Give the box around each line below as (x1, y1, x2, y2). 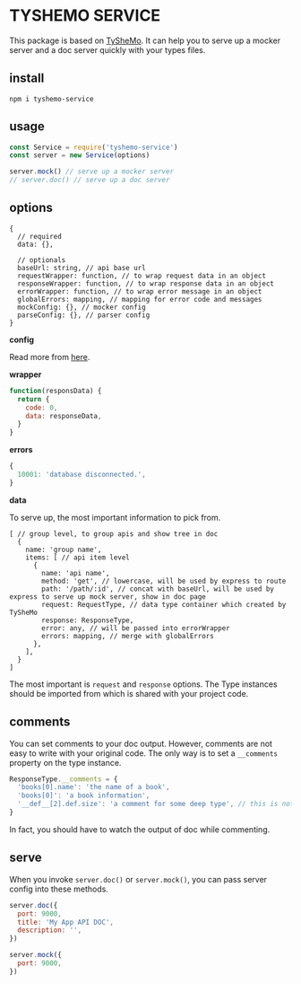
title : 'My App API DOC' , (17, 918, 115, 927)
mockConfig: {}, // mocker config (17, 303, 146, 312)
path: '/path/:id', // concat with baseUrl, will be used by (41, 584, 275, 593)
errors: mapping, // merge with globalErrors (41, 631, 215, 640)
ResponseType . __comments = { (9, 774, 118, 784)
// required (17, 232, 63, 241)
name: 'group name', (25, 545, 102, 554)
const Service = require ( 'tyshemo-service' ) (9, 143, 178, 152)
